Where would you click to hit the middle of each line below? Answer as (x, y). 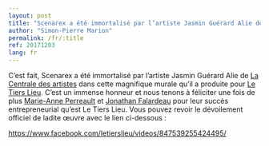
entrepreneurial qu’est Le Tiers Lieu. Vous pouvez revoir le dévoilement (126, 109)
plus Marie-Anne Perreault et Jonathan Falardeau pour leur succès (118, 101)
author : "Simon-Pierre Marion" (60, 30)
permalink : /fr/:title (46, 38)
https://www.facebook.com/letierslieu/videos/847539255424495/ (117, 133)
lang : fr (23, 53)
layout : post (30, 16)
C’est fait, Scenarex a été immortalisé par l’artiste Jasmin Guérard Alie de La (133, 75)
